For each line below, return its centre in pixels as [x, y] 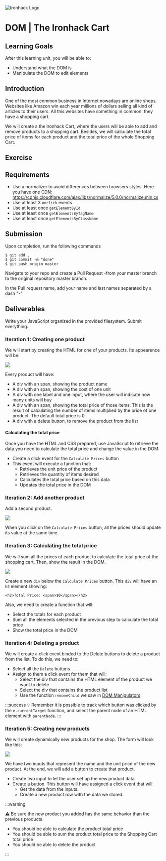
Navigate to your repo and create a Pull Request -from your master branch [81, 273]
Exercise [19, 158]
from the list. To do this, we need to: [42, 659]
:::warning [15, 804]
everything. [17, 326]
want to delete [34, 685]
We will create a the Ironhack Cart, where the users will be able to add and [81, 126]
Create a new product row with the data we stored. [72, 795]
